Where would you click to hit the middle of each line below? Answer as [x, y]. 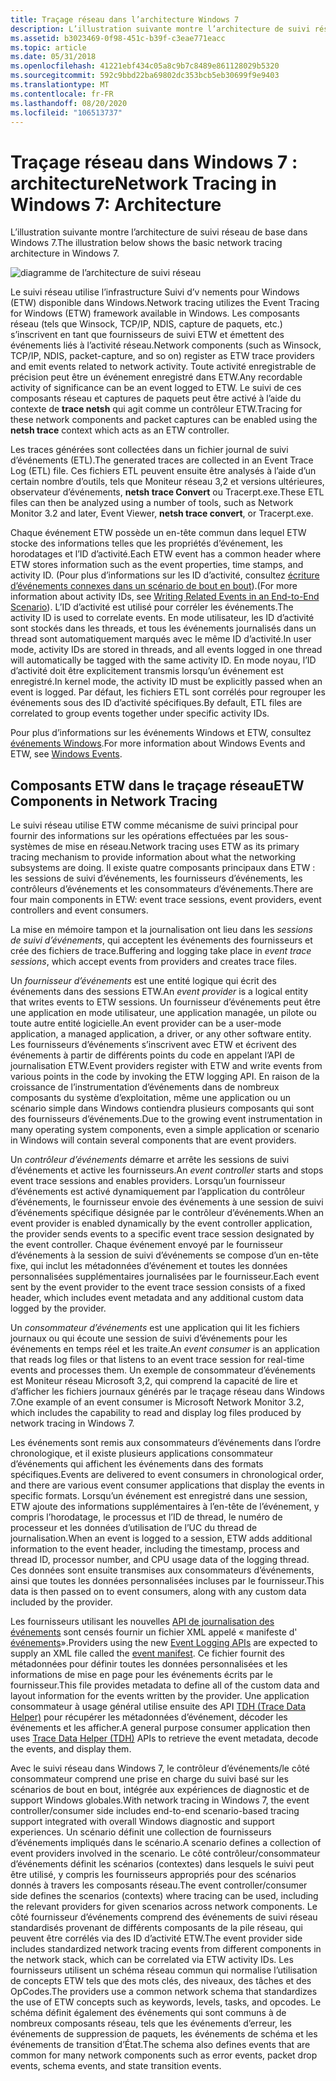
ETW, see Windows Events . [66, 754]
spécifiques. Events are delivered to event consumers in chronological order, [167, 1475]
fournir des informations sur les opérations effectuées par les [136, 836]
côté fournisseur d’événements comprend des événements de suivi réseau [164, 1917]
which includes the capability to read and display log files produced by [156, 1413]
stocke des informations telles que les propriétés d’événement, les [146, 543]
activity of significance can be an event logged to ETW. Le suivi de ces [156, 388]
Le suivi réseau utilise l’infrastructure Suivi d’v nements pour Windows [155, 292]
